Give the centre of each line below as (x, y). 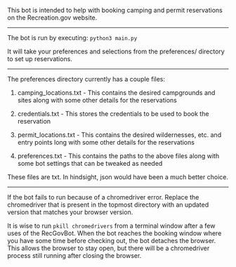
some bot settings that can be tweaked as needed (90, 163)
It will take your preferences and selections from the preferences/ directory (116, 51)
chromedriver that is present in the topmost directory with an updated (108, 204)
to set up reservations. (40, 59)
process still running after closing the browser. (74, 255)
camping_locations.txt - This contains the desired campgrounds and (116, 93)
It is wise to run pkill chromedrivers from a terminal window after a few (111, 226)
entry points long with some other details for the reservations (106, 142)
